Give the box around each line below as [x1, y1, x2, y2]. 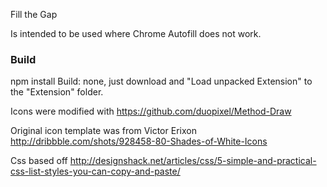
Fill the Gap [10, 9, 58, 20]
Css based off [10, 155, 68, 167]
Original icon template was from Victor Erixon [10, 125, 197, 137]
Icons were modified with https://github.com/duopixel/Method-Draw [10, 105, 292, 118]
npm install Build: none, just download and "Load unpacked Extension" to [10, 75, 313, 88]
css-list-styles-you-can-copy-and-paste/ [10, 165, 181, 178]
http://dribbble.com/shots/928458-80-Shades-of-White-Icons [10, 135, 268, 148]
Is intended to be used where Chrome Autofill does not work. [10, 28, 262, 39]
